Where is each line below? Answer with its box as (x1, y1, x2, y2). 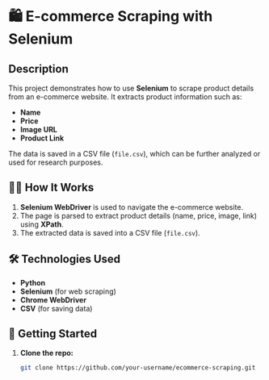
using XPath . (19, 219, 64, 229)
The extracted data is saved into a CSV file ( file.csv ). (19, 228, 200, 237)
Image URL (19, 125, 58, 134)
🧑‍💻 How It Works (8, 181, 95, 194)
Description (8, 62, 69, 76)
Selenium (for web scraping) (19, 286, 117, 296)
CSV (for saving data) (19, 303, 93, 313)
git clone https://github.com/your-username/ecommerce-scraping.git (19, 364, 256, 372)
